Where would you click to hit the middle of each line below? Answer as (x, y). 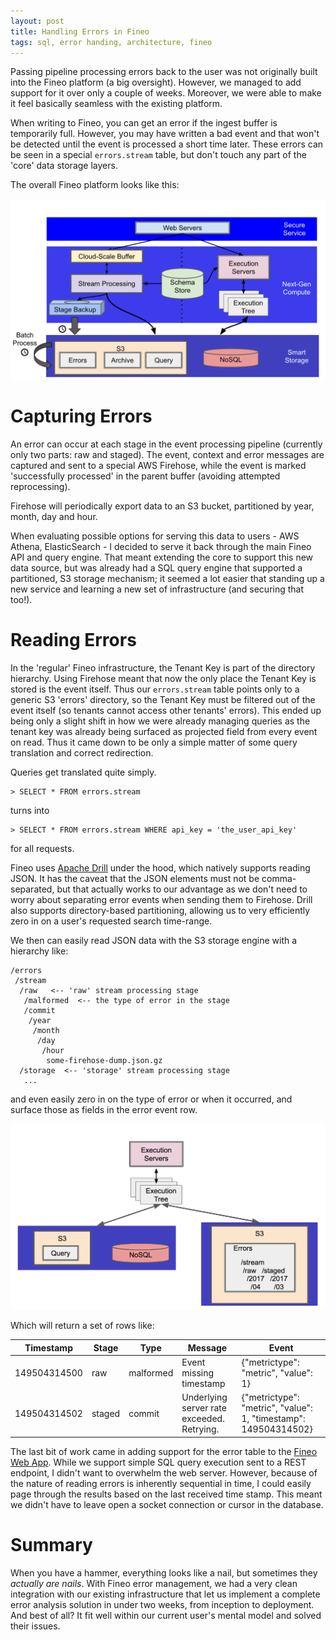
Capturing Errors (81, 416)
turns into (30, 810)
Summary (51, 1545)
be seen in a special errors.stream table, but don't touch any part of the (158, 155)
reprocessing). (40, 486)
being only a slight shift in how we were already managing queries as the (160, 721)
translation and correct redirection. (82, 752)
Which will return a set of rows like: (82, 1326)
